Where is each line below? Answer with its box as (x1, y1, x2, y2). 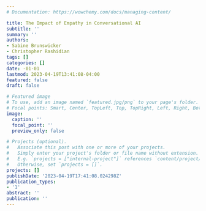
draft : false (6, 83, 40, 89)
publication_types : (6, 179, 56, 185)
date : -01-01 (6, 65, 40, 72)
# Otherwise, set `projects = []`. (6, 161, 103, 168)
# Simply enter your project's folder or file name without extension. (6, 150, 199, 157)
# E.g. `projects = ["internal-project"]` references (6, 156, 152, 162)
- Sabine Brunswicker (6, 43, 62, 49)
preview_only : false (12, 128, 64, 134)
